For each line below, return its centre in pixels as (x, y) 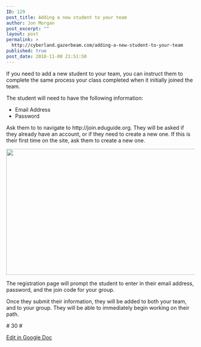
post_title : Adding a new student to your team (67, 17)
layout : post (22, 34)
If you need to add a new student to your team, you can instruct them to (95, 73)
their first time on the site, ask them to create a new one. (76, 140)
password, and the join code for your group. (60, 289)
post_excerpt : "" (28, 29)
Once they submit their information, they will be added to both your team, (97, 301)
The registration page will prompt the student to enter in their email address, (100, 283)
